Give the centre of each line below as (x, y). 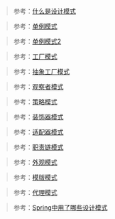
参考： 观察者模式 (38, 87)
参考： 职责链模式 (38, 147)
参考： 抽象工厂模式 (42, 71)
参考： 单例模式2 (37, 41)
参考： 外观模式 (35, 162)
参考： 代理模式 (35, 192)
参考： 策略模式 (35, 102)
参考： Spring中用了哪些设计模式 (60, 208)
